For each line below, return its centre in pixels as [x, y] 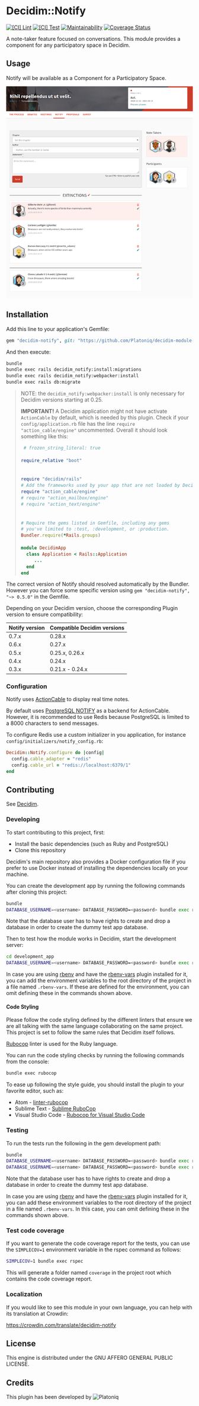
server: [15, 945]
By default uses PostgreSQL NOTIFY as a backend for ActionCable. [88, 711]
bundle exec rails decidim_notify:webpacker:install [73, 376]
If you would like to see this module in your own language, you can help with [99, 1307]
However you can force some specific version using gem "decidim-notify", [98, 590]
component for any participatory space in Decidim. [68, 45]
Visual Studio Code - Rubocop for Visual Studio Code [80, 1115]
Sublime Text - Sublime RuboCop [55, 1109]
